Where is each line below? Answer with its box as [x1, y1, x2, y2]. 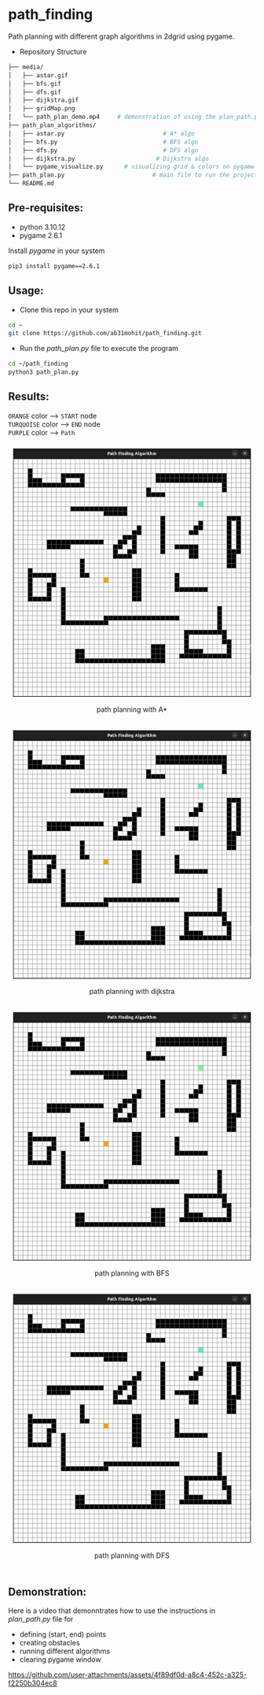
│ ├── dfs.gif [8, 88, 61, 96]
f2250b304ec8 [8, 1678, 57, 1688]
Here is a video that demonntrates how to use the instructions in [8, 1606, 216, 1615]
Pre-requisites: [8, 201, 84, 214]
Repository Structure [19, 47, 87, 56]
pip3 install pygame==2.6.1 [8, 262, 101, 270]
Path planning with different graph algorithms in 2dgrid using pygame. [8, 32, 235, 41]
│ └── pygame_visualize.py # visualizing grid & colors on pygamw [8, 163, 255, 171]
